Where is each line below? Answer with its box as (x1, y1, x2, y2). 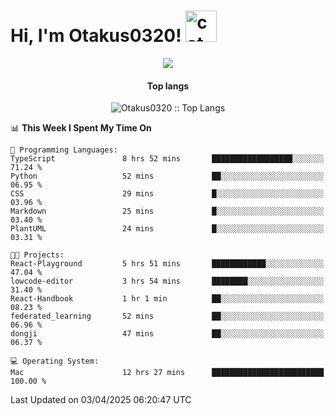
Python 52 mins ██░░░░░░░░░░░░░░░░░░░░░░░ (10, 171, 325, 182)
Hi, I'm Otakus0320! (10, 25, 182, 47)
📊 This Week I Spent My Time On (10, 122, 152, 134)
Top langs (146, 80, 190, 92)
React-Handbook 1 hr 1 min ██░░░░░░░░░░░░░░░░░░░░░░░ (10, 294, 325, 304)
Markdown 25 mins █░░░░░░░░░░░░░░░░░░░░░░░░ (10, 206, 325, 217)
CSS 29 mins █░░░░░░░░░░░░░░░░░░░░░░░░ (10, 189, 325, 199)
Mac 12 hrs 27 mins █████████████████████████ (10, 368, 325, 378)
